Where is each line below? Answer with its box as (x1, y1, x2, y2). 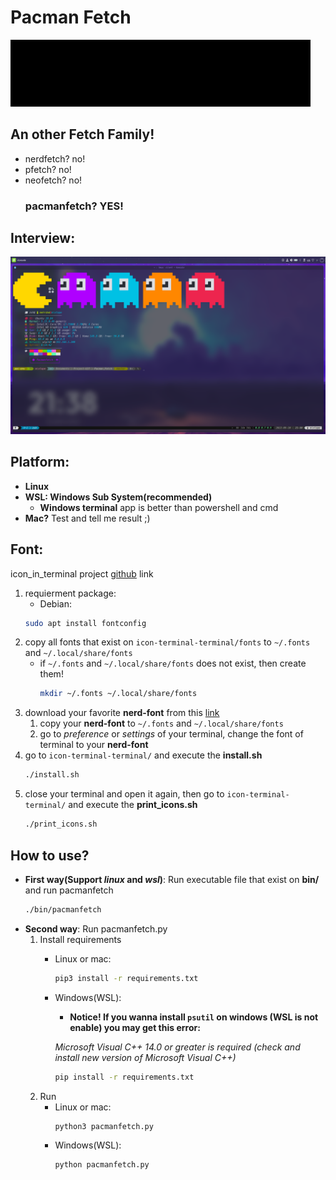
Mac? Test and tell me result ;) (24, 512, 151, 524)
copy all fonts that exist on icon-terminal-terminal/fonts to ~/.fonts (24, 636, 311, 648)
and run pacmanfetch (24, 884, 114, 896)
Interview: (10, 230, 76, 247)
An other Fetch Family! (10, 126, 155, 143)
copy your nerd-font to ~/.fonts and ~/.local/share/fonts (39, 717, 284, 730)
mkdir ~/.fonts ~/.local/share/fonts (39, 689, 198, 699)
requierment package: (24, 587, 117, 599)
